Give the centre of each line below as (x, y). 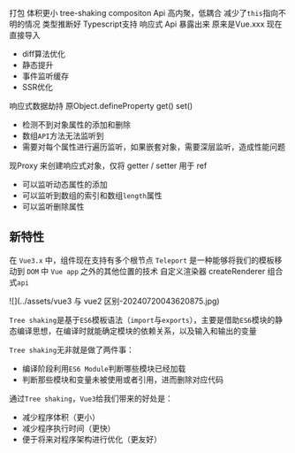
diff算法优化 (44, 54)
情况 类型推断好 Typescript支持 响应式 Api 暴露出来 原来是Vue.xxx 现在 (153, 24)
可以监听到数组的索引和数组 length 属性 (92, 196)
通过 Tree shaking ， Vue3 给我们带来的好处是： (91, 398)
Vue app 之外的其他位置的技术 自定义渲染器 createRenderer (158, 271)
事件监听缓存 (45, 76)
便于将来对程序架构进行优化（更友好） (91, 439)
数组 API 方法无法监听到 (63, 136)
